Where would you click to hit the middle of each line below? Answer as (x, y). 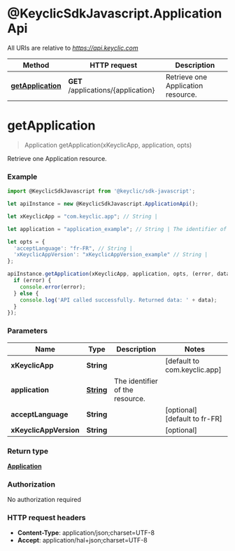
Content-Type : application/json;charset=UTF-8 (86, 533)
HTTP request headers (47, 518)
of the (124, 389)
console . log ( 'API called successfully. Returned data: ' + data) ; (119, 300)
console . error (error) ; (53, 287)
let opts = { (26, 242)
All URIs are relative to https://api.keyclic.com (73, 48)
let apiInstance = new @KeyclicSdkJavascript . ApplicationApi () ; (103, 204)
